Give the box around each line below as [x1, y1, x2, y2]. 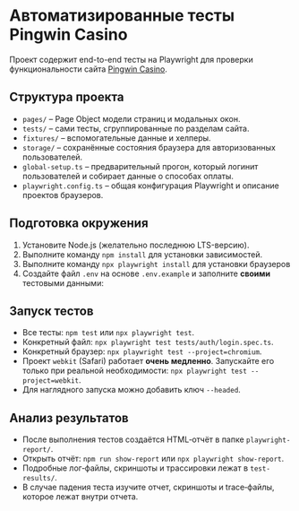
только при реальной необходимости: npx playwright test [21, 365, 248, 377]
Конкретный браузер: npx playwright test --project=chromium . [21, 346, 262, 357]
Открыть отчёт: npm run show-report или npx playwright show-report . [21, 454, 285, 464]
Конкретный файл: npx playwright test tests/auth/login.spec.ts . [21, 337, 275, 348]
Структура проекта [9, 90, 124, 105]
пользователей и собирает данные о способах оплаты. [21, 170, 235, 181]
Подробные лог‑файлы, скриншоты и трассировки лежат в [21, 463, 249, 473]
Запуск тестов [9, 303, 94, 318]
